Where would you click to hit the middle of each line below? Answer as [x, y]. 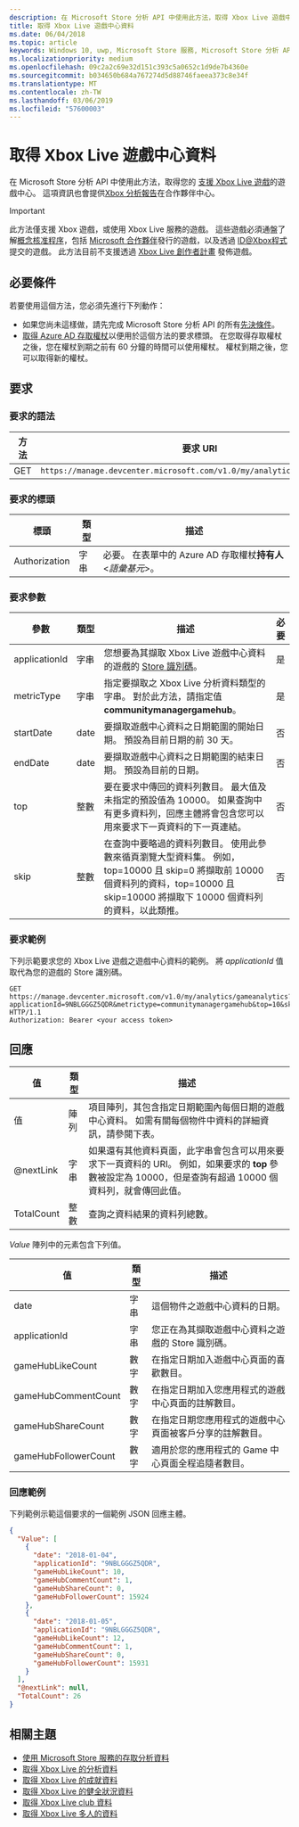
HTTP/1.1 [25, 1012]
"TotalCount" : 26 [49, 1696]
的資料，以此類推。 [144, 910]
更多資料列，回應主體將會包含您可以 [189, 814]
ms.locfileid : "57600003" [57, 109]
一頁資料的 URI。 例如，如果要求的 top [187, 1165]
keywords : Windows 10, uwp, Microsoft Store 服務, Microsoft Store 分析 [144, 51]
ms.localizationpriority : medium [71, 59]
